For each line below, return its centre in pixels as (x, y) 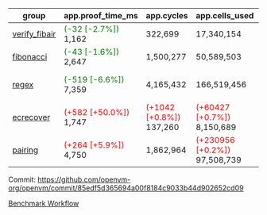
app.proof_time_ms (101, 15)
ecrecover (31, 117)
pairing (25, 150)
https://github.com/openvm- (84, 179)
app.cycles (167, 15)
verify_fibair (34, 34)
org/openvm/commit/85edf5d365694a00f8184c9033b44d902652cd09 (126, 188)
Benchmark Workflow (44, 203)
